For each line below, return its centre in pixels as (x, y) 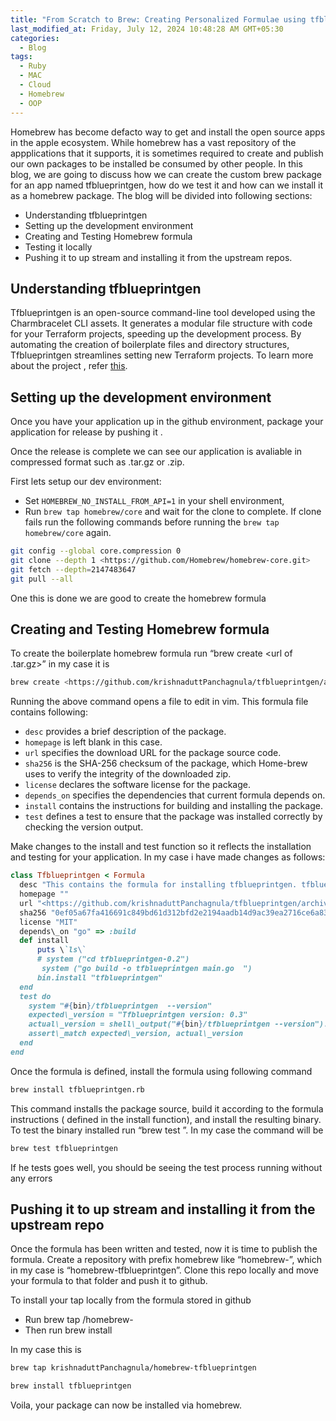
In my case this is (46, 1350)
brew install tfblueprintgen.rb (77, 1089)
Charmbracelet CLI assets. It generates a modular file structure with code (161, 323)
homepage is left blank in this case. (93, 742)
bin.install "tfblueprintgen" (99, 977)
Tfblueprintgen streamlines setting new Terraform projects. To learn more (162, 355)
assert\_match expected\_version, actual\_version (136, 1034)
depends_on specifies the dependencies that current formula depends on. (175, 795)
